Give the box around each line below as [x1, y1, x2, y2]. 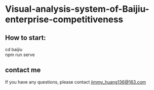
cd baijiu [5, 47, 23, 52]
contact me [5, 66, 41, 74]
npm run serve [5, 52, 35, 58]
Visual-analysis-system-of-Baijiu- [5, 3, 150, 15]
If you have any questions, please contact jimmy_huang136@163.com [5, 79, 147, 85]
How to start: [5, 33, 46, 42]
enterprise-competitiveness [5, 14, 123, 25]
